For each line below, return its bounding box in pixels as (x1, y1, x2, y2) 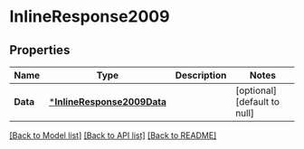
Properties (9, 42, 71, 58)
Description (175, 70, 227, 81)
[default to (234, 96, 280, 107)
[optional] (234, 84, 278, 97)
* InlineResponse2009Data (48, 96, 167, 107)
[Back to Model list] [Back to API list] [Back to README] (9, 130, 217, 141)
